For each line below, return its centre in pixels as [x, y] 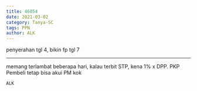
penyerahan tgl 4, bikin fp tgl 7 [43, 50]
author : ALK [21, 33]
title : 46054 [22, 11]
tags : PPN [18, 28]
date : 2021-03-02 [27, 17]
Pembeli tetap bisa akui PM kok [44, 73]
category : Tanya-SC [30, 22]
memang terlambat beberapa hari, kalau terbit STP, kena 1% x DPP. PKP [93, 66]
